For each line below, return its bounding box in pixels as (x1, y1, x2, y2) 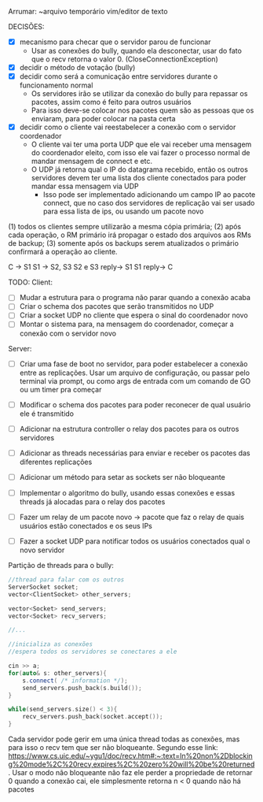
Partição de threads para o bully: (8, 561, 114, 570)
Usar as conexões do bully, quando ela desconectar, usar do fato (31, 46, 242, 56)
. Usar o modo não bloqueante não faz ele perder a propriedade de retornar (8, 768, 253, 777)
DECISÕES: (8, 22, 45, 31)
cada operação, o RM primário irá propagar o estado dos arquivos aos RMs (8, 230, 251, 239)
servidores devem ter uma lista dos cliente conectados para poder (31, 173, 247, 183)
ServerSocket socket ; (8, 583, 79, 591)
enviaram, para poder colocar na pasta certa (31, 114, 176, 124)
